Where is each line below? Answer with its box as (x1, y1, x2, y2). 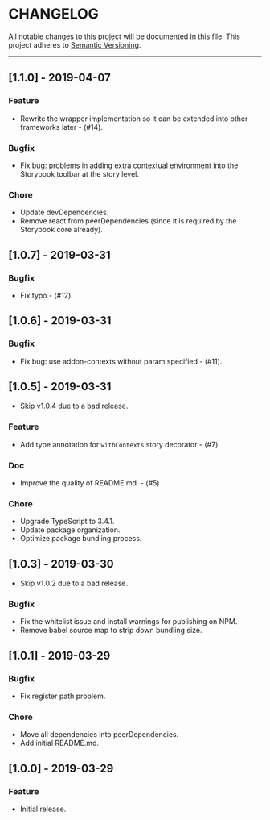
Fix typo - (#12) (19, 290, 72, 300)
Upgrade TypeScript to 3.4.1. (19, 517, 115, 527)
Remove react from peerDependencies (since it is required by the (19, 216, 237, 226)
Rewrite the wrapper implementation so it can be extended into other (19, 114, 248, 123)
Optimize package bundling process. (19, 534, 142, 543)
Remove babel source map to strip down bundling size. (19, 626, 202, 635)
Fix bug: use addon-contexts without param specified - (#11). (19, 356, 223, 366)
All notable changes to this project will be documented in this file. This (8, 31, 241, 41)
